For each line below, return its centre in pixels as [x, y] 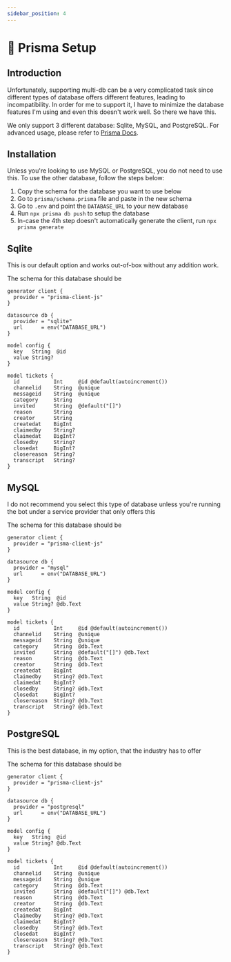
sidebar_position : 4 [37, 13]
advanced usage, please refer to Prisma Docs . [73, 133]
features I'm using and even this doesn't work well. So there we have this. [112, 112]
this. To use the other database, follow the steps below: [86, 178]
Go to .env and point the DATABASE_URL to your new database [102, 206]
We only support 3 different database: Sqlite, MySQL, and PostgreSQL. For [113, 125]
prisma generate [40, 228]
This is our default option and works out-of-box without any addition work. [113, 265]
